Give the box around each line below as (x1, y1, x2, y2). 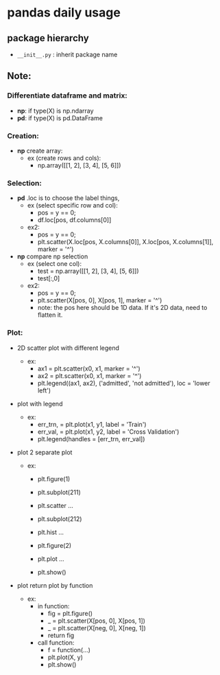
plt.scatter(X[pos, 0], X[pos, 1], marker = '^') (37, 296, 162, 305)
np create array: (16, 146, 63, 155)
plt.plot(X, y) (47, 653, 84, 661)
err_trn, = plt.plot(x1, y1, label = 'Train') (37, 420, 147, 428)
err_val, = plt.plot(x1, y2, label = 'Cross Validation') (37, 428, 180, 436)
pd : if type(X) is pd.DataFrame (16, 113, 103, 122)
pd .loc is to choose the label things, (16, 194, 120, 202)
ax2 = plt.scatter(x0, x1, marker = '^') (37, 371, 142, 379)
